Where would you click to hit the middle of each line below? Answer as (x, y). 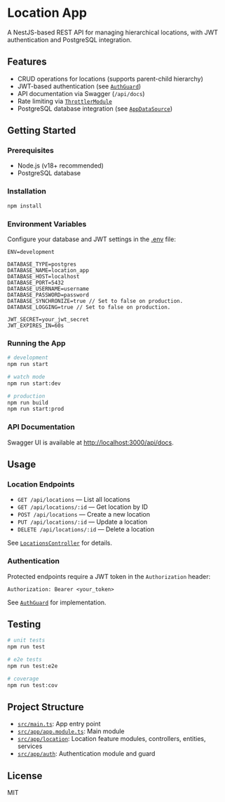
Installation (27, 191)
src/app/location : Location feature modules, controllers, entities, (111, 739)
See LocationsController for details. (60, 543)
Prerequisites (30, 151)
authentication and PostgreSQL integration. (69, 39)
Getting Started (42, 131)
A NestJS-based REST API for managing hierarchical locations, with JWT (113, 32)
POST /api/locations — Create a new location (84, 515)
